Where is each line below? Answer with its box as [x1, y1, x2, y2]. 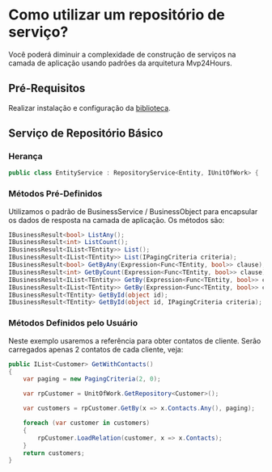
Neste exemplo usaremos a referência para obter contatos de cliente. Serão [8, 335, 261, 345]
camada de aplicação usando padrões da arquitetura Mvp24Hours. [8, 58, 232, 68]
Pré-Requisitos [8, 82, 86, 95]
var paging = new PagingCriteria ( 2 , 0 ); [23, 375, 161, 383]
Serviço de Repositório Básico [8, 127, 164, 141]
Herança [8, 151, 43, 162]
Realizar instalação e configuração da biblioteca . [8, 103, 172, 112]
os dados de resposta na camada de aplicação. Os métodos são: [8, 215, 225, 225]
